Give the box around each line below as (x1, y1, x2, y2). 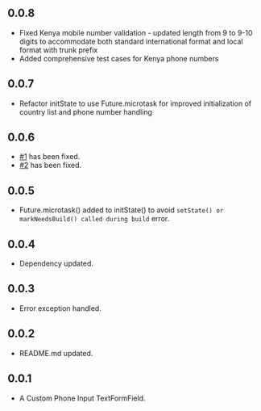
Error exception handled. (19, 303, 101, 313)
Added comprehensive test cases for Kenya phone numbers (19, 53, 219, 63)
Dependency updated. (19, 258, 94, 269)
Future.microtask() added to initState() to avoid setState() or (19, 205, 224, 215)
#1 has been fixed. (19, 152, 81, 161)
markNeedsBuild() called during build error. (19, 214, 170, 224)
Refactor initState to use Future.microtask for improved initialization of (19, 99, 252, 108)
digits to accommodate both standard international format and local (19, 36, 243, 46)
